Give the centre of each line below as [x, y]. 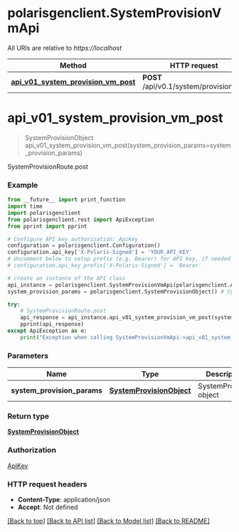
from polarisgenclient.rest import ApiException [81, 219]
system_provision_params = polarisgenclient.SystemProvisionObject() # [116, 292]
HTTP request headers [47, 484]
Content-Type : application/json [64, 499]
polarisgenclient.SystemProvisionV [115, 13]
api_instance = [30, 285]
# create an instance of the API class [67, 278]
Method [73, 65]
